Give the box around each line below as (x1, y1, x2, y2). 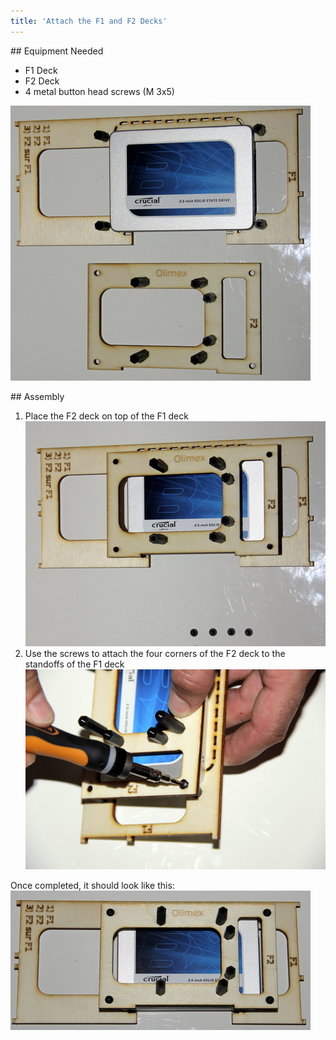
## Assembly (10, 390, 65, 402)
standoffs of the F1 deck (24, 658, 125, 670)
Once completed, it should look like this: (10, 879, 175, 891)
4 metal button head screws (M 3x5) (24, 85, 175, 97)
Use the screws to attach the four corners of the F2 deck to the (24, 647, 286, 659)
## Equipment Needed (10, 45, 104, 57)
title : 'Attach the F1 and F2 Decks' (10, 16, 168, 26)
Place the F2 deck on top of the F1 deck (24, 410, 189, 422)
